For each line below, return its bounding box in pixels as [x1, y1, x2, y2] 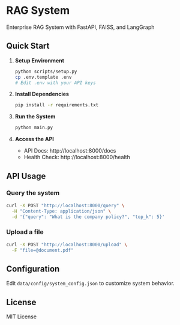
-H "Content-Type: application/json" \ [11, 208, 112, 214]
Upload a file [6, 228, 44, 236]
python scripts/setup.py [14, 68, 77, 74]
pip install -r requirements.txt [14, 102, 99, 108]
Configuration [6, 264, 60, 274]
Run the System [14, 113, 56, 120]
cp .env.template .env [14, 74, 72, 80]
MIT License [6, 313, 37, 320]
